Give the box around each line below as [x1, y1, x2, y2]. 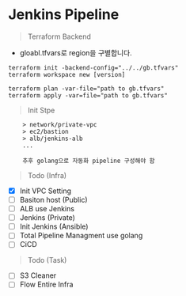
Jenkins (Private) [19, 213, 75, 222]
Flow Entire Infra [19, 279, 74, 290]
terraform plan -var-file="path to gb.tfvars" [8, 85, 165, 93]
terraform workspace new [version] [8, 70, 126, 78]
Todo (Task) [27, 256, 67, 265]
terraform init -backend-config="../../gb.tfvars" [8, 63, 179, 72]
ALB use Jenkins [19, 204, 75, 214]
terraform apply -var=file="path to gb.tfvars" [8, 91, 169, 100]
